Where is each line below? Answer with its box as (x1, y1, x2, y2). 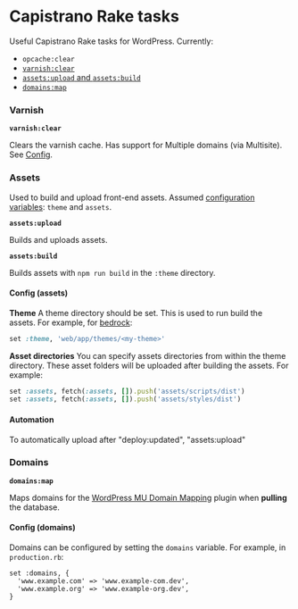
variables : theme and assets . (9, 201, 112, 212)
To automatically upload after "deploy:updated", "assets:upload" (9, 434, 246, 445)
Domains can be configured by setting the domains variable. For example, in (9, 542, 286, 553)
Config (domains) (9, 522, 76, 533)
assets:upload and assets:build (21, 71, 141, 82)
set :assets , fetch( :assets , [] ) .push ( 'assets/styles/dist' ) (9, 395, 242, 404)
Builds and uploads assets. (9, 234, 108, 245)
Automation (9, 413, 54, 425)
